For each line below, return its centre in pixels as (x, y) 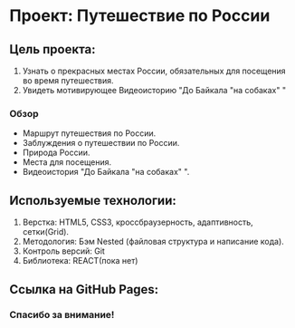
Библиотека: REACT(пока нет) (80, 261)
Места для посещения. (67, 162)
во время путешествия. (68, 81)
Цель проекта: (53, 49)
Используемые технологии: (93, 200)
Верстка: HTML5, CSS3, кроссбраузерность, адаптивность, (138, 222)
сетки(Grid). (46, 232)
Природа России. (56, 153)
